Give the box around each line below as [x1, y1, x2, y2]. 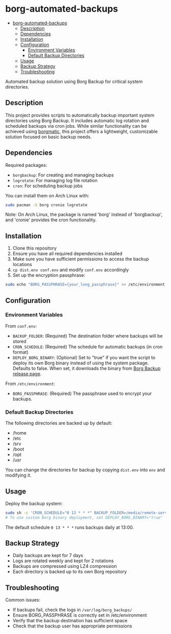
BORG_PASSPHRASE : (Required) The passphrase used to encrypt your [12, 390, 152, 396]
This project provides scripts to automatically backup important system [5, 112, 155, 118]
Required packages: [5, 162, 47, 168]
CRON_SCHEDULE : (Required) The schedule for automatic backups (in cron [12, 343, 163, 350]
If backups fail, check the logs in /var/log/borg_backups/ [12, 607, 132, 613]
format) [12, 349, 29, 355]
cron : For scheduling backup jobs [12, 183, 83, 189]
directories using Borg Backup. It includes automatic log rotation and [5, 118, 149, 124]
